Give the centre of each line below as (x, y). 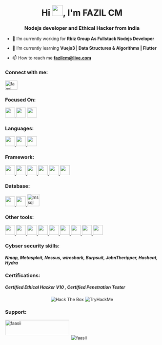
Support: (16, 312)
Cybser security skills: (32, 246)
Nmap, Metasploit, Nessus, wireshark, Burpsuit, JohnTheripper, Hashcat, (81, 257)
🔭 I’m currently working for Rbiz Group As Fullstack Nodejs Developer (83, 39)
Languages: (20, 128)
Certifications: (23, 276)
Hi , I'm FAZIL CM (82, 13)
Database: (18, 186)
